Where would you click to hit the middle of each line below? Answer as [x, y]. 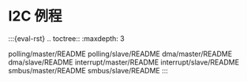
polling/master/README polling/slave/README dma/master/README [120, 54]
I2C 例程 [35, 16]
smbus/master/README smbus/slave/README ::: [88, 70]
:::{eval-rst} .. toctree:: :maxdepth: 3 [66, 38]
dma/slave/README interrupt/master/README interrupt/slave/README [123, 62]
